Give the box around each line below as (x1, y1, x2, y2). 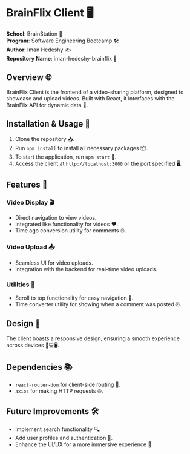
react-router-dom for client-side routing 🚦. (15, 381, 121, 389)
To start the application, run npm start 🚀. (15, 153, 117, 160)
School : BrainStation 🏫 (6, 30, 63, 38)
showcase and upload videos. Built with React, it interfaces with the (6, 94, 175, 102)
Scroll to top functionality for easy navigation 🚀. (15, 294, 134, 301)
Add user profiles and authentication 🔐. (15, 435, 113, 442)
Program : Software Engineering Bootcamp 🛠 (6, 37, 119, 44)
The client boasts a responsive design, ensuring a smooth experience (6, 335, 180, 342)
